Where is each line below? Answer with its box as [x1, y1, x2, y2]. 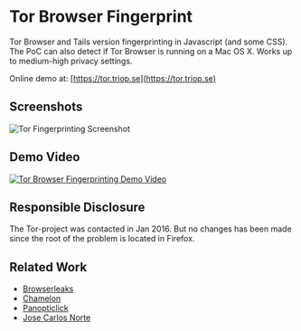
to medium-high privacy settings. [9, 55, 133, 66]
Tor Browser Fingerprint [9, 6, 193, 27]
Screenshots [9, 99, 83, 115]
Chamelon [22, 293, 61, 304]
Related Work [9, 260, 88, 275]
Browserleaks [22, 283, 74, 295]
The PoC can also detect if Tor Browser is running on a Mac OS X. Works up [9, 45, 293, 56]
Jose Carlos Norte [22, 312, 91, 323]
